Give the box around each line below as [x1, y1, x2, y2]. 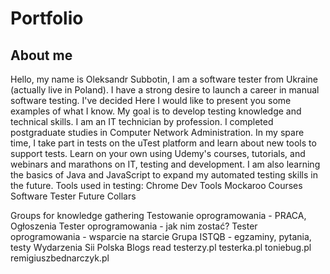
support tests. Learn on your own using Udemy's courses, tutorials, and [10, 148, 306, 159]
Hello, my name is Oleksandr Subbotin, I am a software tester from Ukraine [10, 73, 319, 85]
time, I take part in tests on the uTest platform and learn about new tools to [10, 137, 317, 149]
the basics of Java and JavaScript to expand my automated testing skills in [10, 169, 318, 181]
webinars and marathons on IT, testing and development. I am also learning [10, 158, 321, 170]
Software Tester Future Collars [10, 190, 137, 202]
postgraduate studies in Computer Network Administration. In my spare [10, 127, 305, 138]
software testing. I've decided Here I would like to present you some [10, 95, 292, 106]
